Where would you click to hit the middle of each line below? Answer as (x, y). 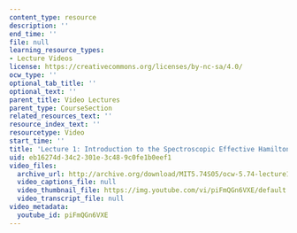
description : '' (39, 26)
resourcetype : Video (47, 133)
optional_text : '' (43, 91)
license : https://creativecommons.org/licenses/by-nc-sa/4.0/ (126, 67)
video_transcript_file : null (71, 199)
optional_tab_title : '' (53, 83)
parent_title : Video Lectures (65, 100)
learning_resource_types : (57, 50)
